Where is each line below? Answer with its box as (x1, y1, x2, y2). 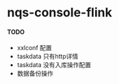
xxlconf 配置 (16, 44, 53, 52)
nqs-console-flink (7, 5, 113, 20)
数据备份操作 (16, 70, 53, 78)
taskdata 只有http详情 (16, 53, 79, 61)
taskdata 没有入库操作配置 (16, 61, 91, 69)
